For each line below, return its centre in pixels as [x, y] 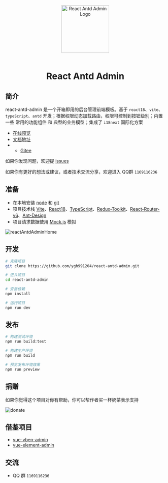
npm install [18, 294]
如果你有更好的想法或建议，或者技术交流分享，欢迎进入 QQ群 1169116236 [81, 172]
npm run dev [18, 307]
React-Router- [145, 209]
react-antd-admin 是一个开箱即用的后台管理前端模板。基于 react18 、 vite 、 [84, 109]
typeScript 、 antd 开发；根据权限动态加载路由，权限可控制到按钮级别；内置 [84, 116]
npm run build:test [26, 342]
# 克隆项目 [15, 261]
